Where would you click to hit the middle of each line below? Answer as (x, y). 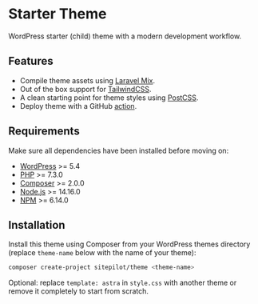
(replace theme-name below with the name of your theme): (102, 253)
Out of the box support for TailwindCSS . (85, 89)
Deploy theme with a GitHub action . (78, 106)
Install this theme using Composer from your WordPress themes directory (129, 244)
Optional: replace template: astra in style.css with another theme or (123, 283)
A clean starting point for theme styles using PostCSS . (109, 98)
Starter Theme (58, 14)
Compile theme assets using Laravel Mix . (87, 80)
